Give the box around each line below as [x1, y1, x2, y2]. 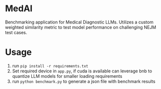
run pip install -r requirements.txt [12, 63, 89, 68]
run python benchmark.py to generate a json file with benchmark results [12, 78, 156, 84]
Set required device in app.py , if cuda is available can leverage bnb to [12, 68, 153, 74]
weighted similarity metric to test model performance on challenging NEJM [5, 24, 157, 30]
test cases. [5, 29, 27, 35]
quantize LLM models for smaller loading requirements [12, 73, 122, 79]
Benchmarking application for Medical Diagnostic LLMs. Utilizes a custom [5, 19, 154, 25]
